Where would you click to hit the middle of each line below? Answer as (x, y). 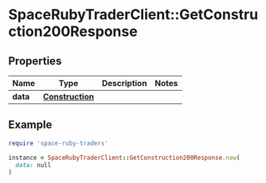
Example (30, 125)
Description (124, 83)
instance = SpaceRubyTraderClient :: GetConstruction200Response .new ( (124, 158)
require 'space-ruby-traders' (59, 143)
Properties (35, 61)
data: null (33, 165)
